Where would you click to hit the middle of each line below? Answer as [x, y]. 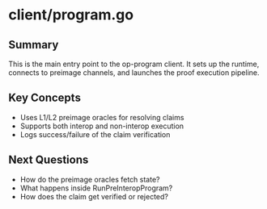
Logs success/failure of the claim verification [95, 134]
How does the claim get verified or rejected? [94, 196]
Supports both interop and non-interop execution [102, 126]
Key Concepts [44, 98]
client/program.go [71, 15]
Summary [34, 45]
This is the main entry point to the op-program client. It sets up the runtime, [134, 64]
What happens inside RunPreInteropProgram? [96, 188]
